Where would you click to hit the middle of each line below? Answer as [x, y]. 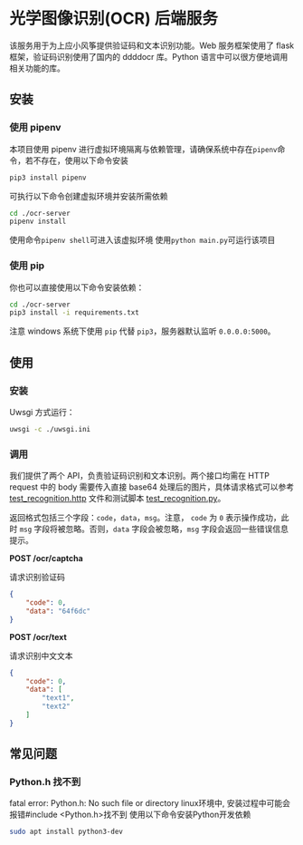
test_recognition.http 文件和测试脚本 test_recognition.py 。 [118, 499]
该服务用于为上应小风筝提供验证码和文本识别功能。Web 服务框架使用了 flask [152, 45]
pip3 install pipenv [48, 178]
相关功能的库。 [37, 68]
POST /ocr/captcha [46, 558]
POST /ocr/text [38, 636]
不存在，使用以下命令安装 [80, 160]
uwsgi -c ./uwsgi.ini [50, 429]
